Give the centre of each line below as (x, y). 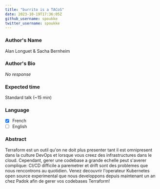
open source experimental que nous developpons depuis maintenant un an (80, 176)
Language (17, 110)
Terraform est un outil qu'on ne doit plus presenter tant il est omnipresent (79, 150)
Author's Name (24, 41)
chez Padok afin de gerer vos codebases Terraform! (58, 181)
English (20, 126)
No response (18, 74)
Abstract (16, 139)
